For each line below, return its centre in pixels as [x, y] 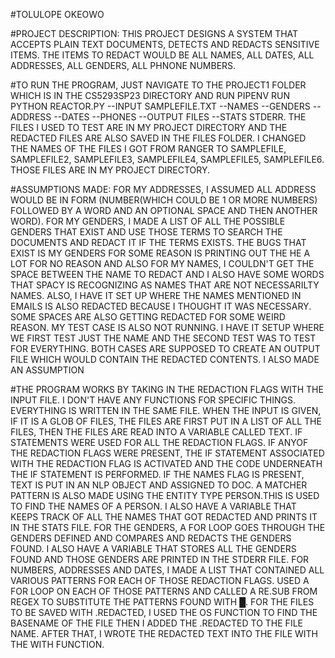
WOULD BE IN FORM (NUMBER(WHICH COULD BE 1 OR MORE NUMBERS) [164, 200]
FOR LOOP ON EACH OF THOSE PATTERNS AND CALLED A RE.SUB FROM [164, 591]
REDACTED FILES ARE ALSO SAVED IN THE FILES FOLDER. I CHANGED [158, 138]
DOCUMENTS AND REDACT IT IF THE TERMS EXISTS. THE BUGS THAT [158, 242]
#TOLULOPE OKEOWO [57, 14]
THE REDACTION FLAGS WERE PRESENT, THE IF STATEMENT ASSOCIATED [167, 453]
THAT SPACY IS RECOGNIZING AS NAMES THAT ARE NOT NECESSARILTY [165, 285]
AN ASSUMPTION [47, 370]
